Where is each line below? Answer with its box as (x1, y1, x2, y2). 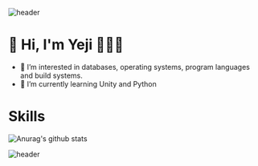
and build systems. (19, 71, 83, 80)
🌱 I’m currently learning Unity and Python (19, 79, 157, 88)
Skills (8, 107, 46, 126)
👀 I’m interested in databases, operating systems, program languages (19, 62, 251, 71)
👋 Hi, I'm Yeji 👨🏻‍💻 (8, 36, 125, 54)
